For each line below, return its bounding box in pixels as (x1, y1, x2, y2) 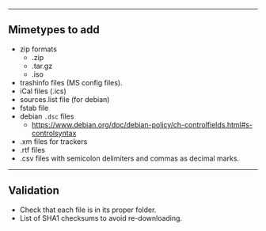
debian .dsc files (19, 112, 74, 121)
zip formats (19, 44, 58, 54)
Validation (8, 184, 59, 198)
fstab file (19, 103, 49, 112)
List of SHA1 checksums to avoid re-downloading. (19, 213, 183, 222)
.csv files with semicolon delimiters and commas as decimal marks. (19, 153, 240, 163)
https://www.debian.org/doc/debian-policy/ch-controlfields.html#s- (31, 119, 253, 129)
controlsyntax (31, 128, 77, 138)
